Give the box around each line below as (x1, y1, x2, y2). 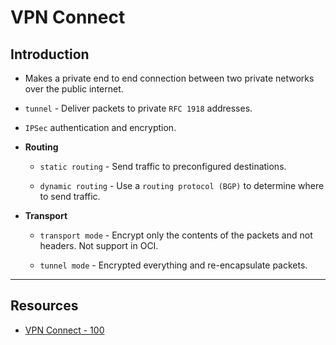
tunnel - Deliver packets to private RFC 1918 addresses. (24, 102, 253, 114)
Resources (10, 297, 79, 315)
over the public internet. (24, 83, 124, 95)
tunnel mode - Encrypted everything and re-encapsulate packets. (39, 259, 308, 271)
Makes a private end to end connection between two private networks (24, 72, 315, 84)
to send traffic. (39, 191, 101, 202)
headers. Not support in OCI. (39, 240, 159, 251)
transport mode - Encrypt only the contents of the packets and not (39, 229, 313, 241)
